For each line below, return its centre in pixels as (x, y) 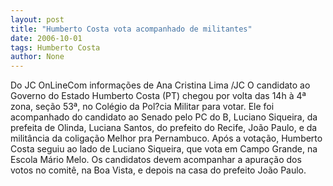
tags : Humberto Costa (55, 47)
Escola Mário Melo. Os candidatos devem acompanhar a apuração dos (156, 160)
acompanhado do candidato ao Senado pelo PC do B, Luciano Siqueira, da (164, 117)
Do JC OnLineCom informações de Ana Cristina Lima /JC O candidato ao (160, 85)
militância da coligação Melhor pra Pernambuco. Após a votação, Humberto (166, 138)
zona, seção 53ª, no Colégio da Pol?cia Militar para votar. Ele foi (142, 107)
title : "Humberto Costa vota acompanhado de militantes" (131, 29)
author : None (37, 57)
